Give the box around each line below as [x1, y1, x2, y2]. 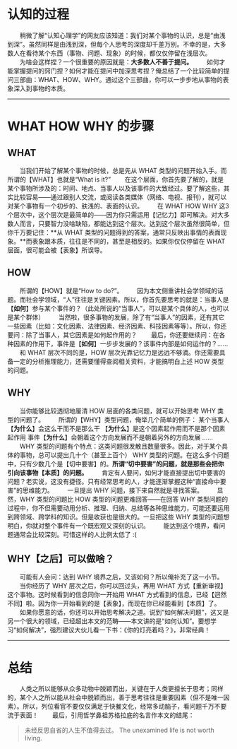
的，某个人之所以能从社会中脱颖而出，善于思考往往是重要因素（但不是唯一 [7, 693, 224, 702]
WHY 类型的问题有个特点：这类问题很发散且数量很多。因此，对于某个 [19, 442, 222, 450]
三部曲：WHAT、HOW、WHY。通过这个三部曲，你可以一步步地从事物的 [13, 75, 224, 83]
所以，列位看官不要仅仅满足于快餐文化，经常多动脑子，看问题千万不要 [22, 702, 227, 711]
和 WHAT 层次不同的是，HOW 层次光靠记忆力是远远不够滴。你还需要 [19, 348, 220, 357]
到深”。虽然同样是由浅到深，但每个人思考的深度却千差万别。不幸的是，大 [7, 40, 221, 48]
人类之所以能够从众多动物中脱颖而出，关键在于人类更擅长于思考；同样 [19, 685, 224, 693]
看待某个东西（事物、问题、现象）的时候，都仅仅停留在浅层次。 [25, 49, 212, 57]
